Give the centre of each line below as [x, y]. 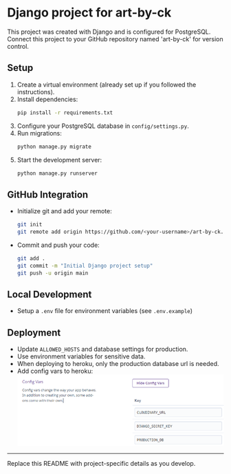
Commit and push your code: [58, 245]
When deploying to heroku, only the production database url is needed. [118, 364]
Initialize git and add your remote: [64, 211]
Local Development [49, 294]
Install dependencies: [47, 99]
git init [30, 225]
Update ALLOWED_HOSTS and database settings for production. [102, 349]
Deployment [34, 333]
